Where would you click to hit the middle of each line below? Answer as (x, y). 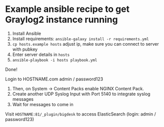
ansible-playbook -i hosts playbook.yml (55, 60)
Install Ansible (27, 33)
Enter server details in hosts (41, 54)
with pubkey (25, 49)
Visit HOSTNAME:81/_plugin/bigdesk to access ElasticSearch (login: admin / (81, 114)
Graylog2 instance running (62, 20)
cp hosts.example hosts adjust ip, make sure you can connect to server (85, 44)
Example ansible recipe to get (67, 9)
